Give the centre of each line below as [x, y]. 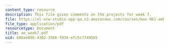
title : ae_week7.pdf [27, 33]
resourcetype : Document [30, 28]
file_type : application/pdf [35, 24]
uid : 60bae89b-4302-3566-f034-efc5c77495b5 [52, 38]
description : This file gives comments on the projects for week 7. [78, 14]
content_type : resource [30, 10]
